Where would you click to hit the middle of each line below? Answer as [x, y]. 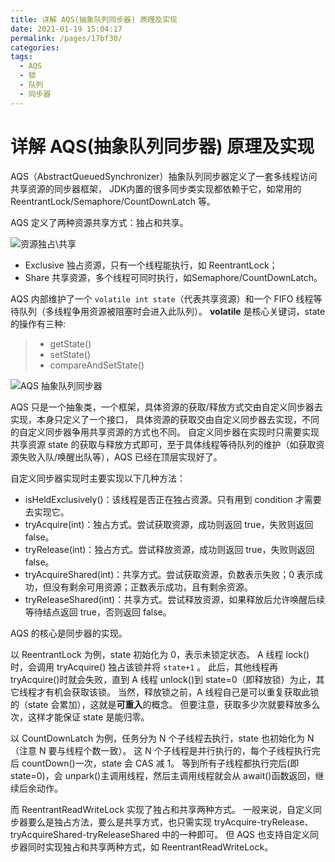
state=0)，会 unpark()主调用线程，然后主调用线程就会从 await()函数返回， [163, 775]
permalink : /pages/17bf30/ [66, 38]
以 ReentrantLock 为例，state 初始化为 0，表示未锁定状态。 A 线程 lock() [160, 654]
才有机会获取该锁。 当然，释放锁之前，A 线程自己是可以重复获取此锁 [178, 692]
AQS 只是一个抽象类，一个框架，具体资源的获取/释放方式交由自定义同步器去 [166, 407]
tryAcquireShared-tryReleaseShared [85, 834]
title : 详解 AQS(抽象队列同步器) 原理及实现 [94, 19]
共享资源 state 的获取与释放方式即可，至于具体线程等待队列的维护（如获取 [163, 444]
